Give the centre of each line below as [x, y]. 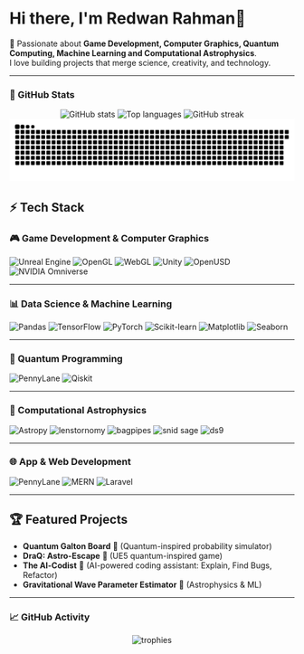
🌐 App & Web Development [70, 462]
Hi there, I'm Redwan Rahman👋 [128, 19]
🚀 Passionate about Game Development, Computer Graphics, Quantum [144, 43]
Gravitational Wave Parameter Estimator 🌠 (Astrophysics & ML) [142, 584]
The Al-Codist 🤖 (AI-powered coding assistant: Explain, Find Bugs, [147, 565]
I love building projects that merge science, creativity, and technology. [140, 62]
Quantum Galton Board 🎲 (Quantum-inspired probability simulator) [147, 545]
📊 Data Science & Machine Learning [91, 304]
